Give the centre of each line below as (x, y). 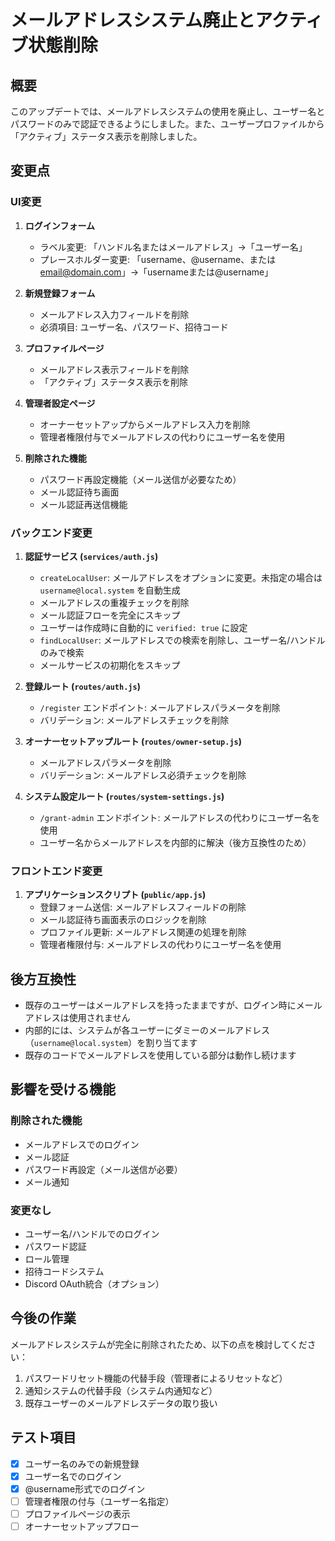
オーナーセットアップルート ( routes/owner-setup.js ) (133, 741)
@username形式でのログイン (85, 1488)
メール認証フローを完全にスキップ (110, 615)
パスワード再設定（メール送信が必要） (103, 1169)
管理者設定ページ (60, 403)
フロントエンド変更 (56, 871)
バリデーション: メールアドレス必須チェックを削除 (143, 775)
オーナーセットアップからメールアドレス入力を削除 (145, 424)
